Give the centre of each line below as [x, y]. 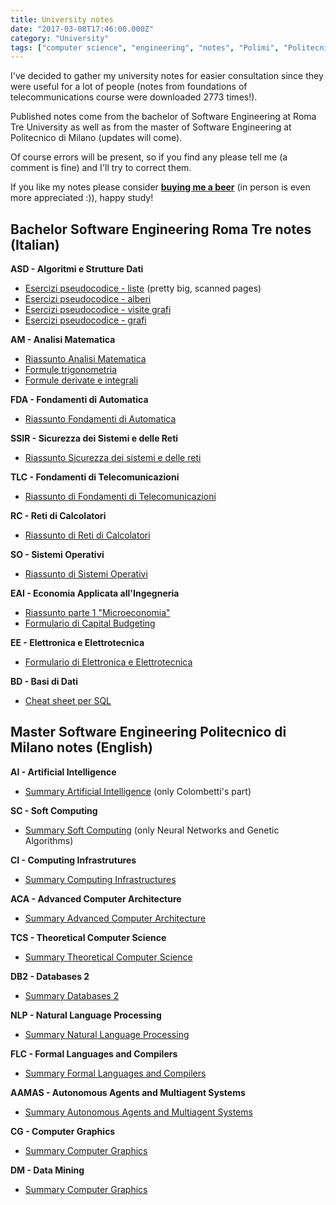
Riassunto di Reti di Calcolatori [87, 535]
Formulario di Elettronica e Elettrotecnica [108, 662]
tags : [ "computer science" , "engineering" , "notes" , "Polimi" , [145, 47]
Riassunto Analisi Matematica [85, 359]
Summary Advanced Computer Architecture [115, 918]
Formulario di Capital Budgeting [90, 623]
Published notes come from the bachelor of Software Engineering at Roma [163, 117]
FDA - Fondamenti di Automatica [79, 400]
